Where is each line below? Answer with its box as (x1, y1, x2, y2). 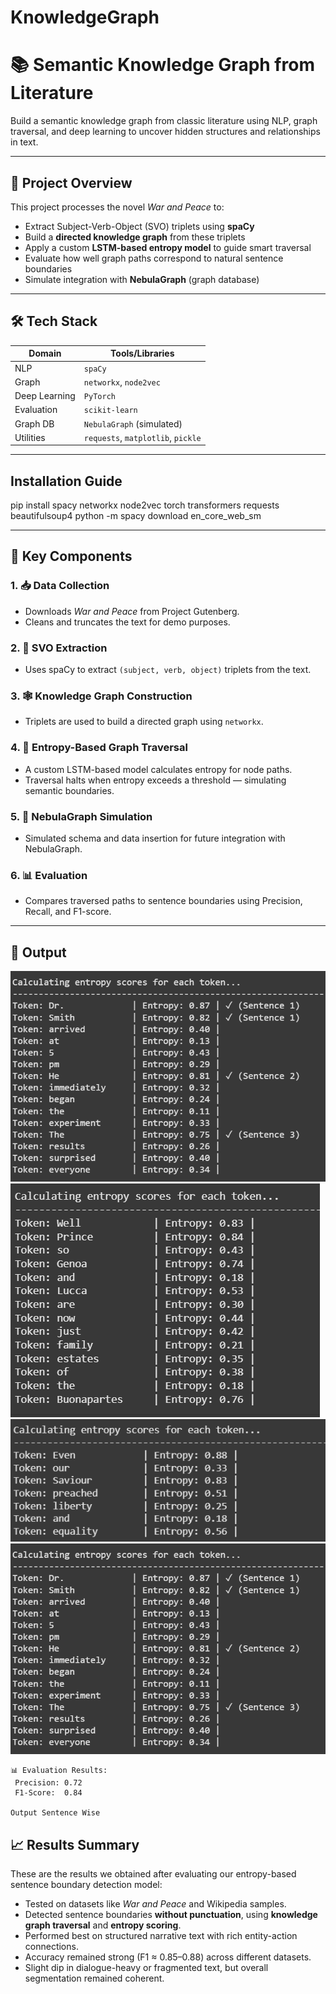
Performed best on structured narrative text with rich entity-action (24, 1930, 298, 1942)
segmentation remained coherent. (24, 1972, 165, 1985)
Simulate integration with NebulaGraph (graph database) (24, 273, 260, 285)
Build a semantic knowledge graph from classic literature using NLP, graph (10, 115, 318, 127)
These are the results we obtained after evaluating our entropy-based (10, 1868, 297, 1880)
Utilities (14, 431, 46, 443)
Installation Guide (10, 472, 123, 490)
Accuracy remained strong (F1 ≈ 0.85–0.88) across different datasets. (24, 1951, 312, 1963)
